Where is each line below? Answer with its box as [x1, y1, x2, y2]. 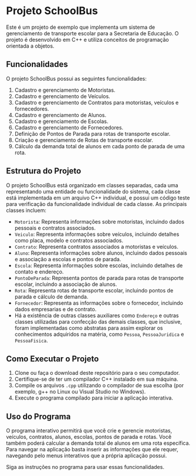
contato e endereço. [14, 268, 64, 275]
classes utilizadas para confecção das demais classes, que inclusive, [14, 318, 183, 325]
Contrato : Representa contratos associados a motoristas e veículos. [14, 243, 179, 250]
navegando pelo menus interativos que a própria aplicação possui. [6, 452, 167, 460]
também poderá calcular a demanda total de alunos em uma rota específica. [6, 440, 191, 447]
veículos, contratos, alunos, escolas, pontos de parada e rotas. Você [6, 434, 172, 441]
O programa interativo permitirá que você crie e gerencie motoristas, [6, 427, 172, 434]
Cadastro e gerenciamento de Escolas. [14, 118, 109, 125]
